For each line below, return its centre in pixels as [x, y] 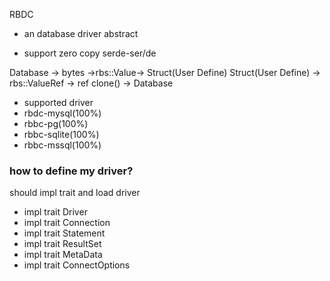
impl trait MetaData [63, 255]
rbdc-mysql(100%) [62, 113]
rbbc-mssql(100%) [62, 145]
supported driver [58, 102]
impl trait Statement [64, 233]
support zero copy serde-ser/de [90, 53]
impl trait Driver [55, 212]
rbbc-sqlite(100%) [61, 134]
